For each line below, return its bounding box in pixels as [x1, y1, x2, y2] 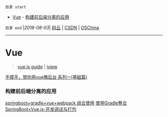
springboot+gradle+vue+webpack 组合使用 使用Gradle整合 [5, 100, 127, 106]
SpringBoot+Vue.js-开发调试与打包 [5, 106, 76, 112]
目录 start [5, 4, 26, 9]
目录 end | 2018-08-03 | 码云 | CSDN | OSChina [5, 24, 99, 30]
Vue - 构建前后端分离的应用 [12, 14, 69, 20]
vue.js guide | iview [17, 63, 57, 69]
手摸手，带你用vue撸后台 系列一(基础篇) [5, 74, 87, 80]
